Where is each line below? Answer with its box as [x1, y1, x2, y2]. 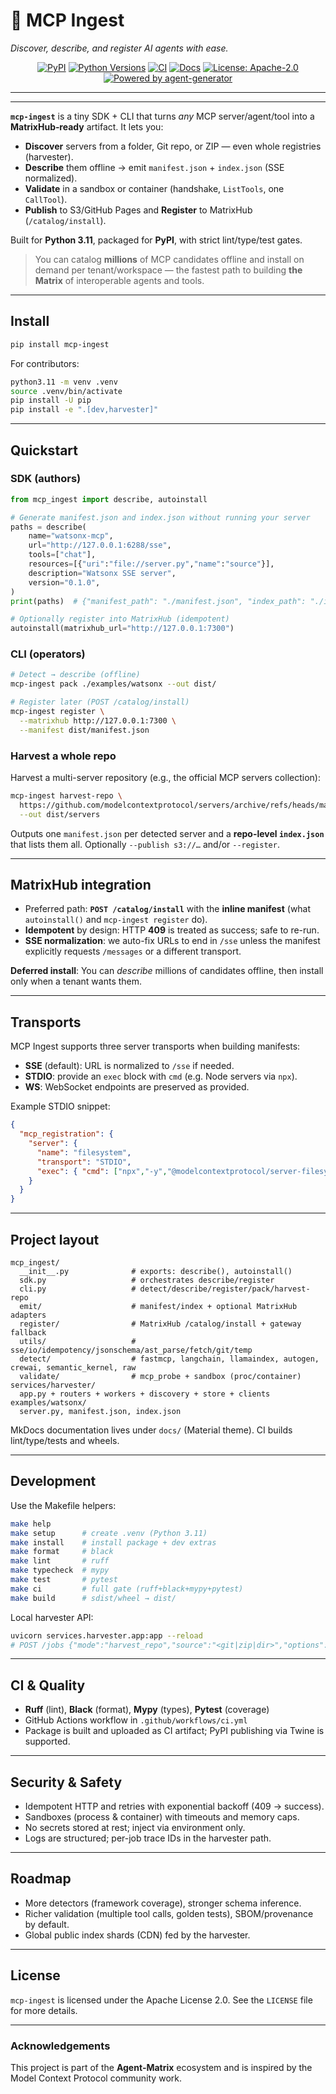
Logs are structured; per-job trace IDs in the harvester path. [24, 1832, 272, 1844]
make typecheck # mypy [10, 1565, 110, 1576]
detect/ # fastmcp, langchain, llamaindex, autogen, [19, 1354, 320, 1364]
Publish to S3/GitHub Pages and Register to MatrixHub [24, 204, 253, 216]
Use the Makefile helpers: [10, 1499, 117, 1511]
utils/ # [19, 1336, 137, 1346]
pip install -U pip [10, 395, 92, 406]
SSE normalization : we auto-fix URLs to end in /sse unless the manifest [24, 935, 321, 947]
